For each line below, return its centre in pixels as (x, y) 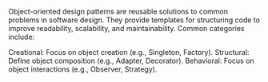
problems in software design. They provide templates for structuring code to (134, 20)
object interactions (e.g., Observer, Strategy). (83, 69)
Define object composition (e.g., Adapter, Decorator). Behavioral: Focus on (131, 61)
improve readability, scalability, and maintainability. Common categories (126, 28)
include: (22, 37)
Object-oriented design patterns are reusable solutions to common (118, 12)
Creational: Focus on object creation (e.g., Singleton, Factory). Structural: (129, 52)
